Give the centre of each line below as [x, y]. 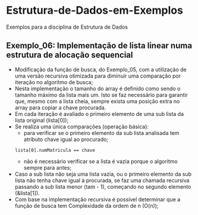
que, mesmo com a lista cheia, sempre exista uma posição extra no [97, 101]
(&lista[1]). [27, 193]
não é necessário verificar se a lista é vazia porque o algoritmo [100, 161]
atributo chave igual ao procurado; [66, 139]
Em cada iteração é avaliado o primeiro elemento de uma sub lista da [99, 113]
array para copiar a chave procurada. [60, 107]
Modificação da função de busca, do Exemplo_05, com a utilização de [100, 69]
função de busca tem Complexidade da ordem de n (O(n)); [87, 205]
